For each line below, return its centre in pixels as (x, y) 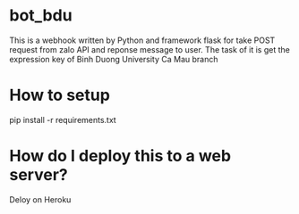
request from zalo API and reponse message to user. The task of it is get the (150, 49)
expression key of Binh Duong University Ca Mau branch (114, 59)
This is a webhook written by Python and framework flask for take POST (142, 40)
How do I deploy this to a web (120, 156)
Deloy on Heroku (40, 199)
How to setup (60, 95)
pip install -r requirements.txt (63, 119)
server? (39, 175)
